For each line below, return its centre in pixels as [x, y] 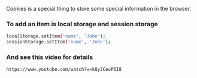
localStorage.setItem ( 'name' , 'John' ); [56, 36]
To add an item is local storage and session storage [82, 24]
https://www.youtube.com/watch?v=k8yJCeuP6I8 [64, 70]
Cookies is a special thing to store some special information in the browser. [99, 9]
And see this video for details [50, 57]
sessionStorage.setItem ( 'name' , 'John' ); [59, 42]
